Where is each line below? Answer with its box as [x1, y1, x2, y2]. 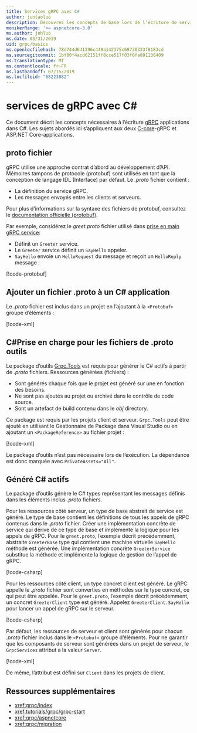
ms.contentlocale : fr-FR [6, 63, 67, 69]
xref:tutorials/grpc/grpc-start [14, 708, 85, 715]
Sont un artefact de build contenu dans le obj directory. [14, 405, 148, 412]
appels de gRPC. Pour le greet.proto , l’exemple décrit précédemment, [6, 532, 176, 539]
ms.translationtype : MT [6, 57, 64, 63]
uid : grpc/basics [6, 42, 49, 47]
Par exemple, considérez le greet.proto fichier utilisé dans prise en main [6, 222, 180, 229]
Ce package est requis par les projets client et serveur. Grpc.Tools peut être [6, 416, 189, 423]
